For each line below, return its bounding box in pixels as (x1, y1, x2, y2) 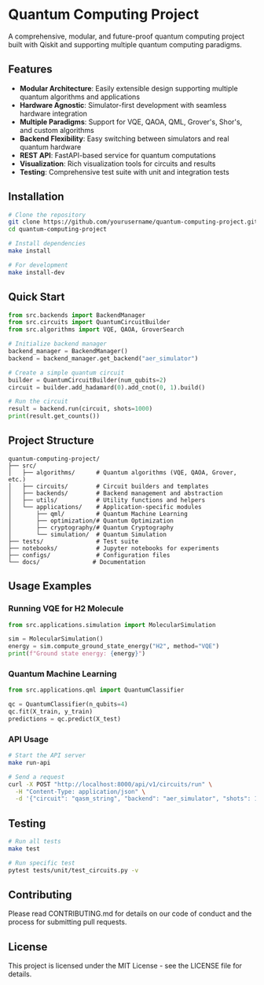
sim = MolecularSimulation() (8, 635, 104, 643)
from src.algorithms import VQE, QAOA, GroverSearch (8, 326, 185, 334)
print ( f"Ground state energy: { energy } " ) (8, 650, 146, 658)
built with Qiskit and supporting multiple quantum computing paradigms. (8, 39, 242, 49)
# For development (8, 261, 68, 269)
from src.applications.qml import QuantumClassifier (8, 686, 185, 694)
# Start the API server (8, 751, 86, 760)
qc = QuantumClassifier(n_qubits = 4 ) (8, 700, 128, 709)
